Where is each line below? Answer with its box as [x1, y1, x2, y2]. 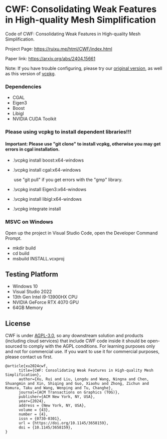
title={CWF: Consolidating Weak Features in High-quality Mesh [18, 368, 154, 373]
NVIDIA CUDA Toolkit [12, 116, 57, 122]
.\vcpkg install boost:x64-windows [12, 157, 84, 164]
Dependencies [5, 83, 42, 90]
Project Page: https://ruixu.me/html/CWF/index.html [5, 46, 113, 52]
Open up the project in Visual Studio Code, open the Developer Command [5, 230, 158, 236]
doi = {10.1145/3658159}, [18, 425, 73, 430]
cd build [12, 250, 30, 256]
